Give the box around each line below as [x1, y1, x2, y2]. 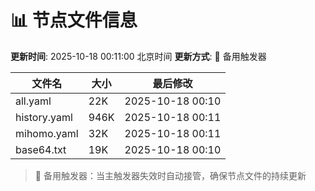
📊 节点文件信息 [10, 9, 138, 32]
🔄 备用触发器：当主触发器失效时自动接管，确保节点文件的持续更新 [34, 169, 307, 181]
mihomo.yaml [15, 126, 79, 140]
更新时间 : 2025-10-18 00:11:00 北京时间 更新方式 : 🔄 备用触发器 [10, 50, 267, 62]
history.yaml [15, 110, 73, 124]
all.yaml [15, 94, 52, 108]
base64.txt [15, 142, 67, 156]
